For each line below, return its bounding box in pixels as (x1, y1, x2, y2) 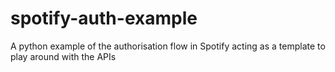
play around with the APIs (10, 50, 117, 62)
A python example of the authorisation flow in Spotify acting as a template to (10, 40, 326, 52)
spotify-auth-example (10, 7, 198, 30)
